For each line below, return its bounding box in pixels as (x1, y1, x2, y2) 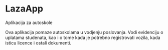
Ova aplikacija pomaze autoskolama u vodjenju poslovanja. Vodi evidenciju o (5, 29, 163, 35)
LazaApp (5, 3, 44, 14)
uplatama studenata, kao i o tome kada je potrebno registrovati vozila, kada (5, 34, 160, 40)
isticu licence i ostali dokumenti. (5, 39, 72, 45)
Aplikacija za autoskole (5, 19, 53, 25)
